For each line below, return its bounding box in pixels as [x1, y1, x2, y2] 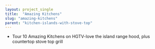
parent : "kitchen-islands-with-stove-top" [5, 20, 93, 25]
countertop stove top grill [12, 39, 63, 45]
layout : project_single [5, 7, 54, 12]
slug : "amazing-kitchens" [5, 16, 58, 21]
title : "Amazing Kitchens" [5, 12, 62, 16]
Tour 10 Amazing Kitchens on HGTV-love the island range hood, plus [12, 34, 150, 39]
